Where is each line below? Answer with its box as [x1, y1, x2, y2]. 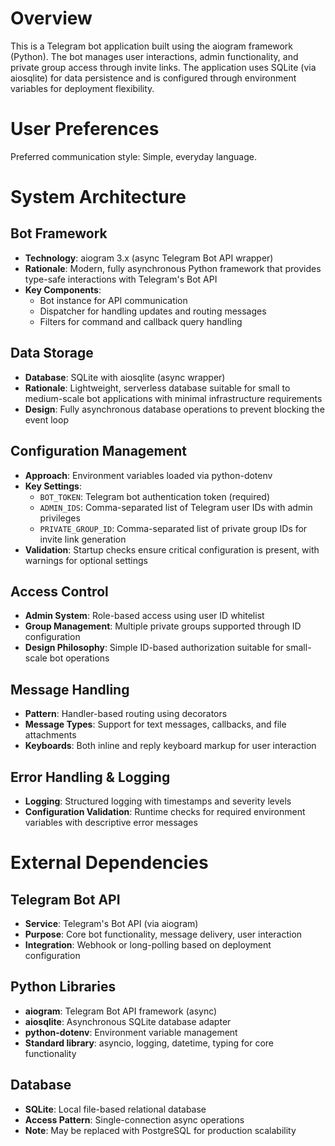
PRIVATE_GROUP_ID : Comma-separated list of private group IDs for [39, 522, 308, 534]
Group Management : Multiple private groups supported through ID [24, 620, 302, 632]
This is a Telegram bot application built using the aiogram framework [10, 40, 293, 52]
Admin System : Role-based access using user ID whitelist [24, 610, 265, 622]
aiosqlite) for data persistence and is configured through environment [10, 72, 297, 84]
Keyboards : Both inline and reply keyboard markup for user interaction [24, 740, 317, 752]
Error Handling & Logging [10, 768, 171, 786]
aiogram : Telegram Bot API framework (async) [24, 1005, 218, 1017]
